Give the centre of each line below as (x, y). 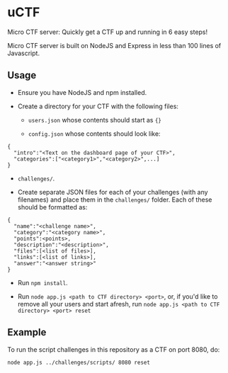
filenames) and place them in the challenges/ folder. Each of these (115, 200)
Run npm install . (43, 282)
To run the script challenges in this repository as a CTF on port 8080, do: (114, 349)
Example (27, 332)
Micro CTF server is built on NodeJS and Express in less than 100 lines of (114, 45)
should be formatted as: (52, 207)
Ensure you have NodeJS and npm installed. (82, 92)
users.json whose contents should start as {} (95, 120)
